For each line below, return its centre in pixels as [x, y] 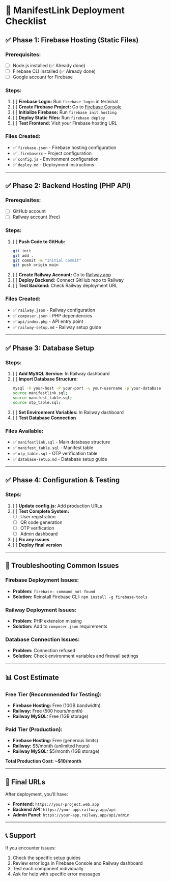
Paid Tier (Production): [34, 729]
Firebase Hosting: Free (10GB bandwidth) [56, 705]
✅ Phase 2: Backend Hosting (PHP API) [68, 186]
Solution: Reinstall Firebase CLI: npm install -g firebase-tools [80, 597]
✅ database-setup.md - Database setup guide [60, 459]
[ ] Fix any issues [31, 539]
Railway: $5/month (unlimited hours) [51, 746]
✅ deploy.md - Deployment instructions [53, 164]
